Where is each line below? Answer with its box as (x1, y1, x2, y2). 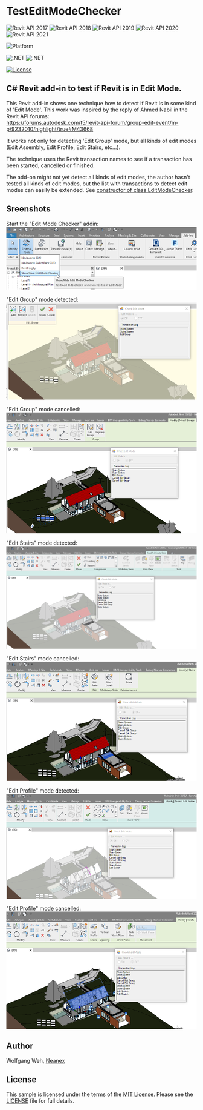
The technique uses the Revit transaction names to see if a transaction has (6, 155, 192, 162)
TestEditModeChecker (6, 4, 122, 18)
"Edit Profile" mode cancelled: (6, 905, 82, 912)
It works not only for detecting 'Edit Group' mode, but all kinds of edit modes (6, 137, 197, 144)
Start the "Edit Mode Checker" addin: (6, 220, 99, 227)
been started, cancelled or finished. (6, 162, 95, 169)
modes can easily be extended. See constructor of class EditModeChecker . (6, 186, 195, 193)
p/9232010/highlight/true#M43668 (6, 125, 94, 133)
